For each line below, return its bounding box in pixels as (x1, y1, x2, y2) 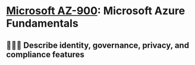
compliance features (6, 49, 85, 60)
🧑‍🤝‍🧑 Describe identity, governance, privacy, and (6, 40, 189, 50)
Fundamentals (6, 17, 78, 30)
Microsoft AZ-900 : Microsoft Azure (6, 4, 185, 18)
